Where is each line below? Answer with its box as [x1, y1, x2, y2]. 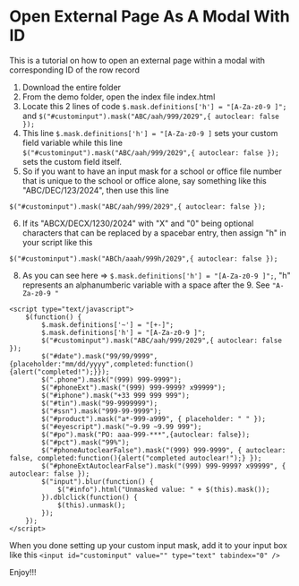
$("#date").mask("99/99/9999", [41, 351, 158, 360]
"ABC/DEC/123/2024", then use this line [21, 185, 169, 195]
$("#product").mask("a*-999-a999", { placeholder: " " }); [41, 414, 267, 423]
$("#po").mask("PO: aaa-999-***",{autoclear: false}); [41, 430, 251, 439]
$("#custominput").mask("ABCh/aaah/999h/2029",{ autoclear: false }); [9, 254, 278, 263]
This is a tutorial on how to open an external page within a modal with [9, 55, 266, 65]
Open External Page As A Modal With [9, 6, 291, 27]
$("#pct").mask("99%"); [41, 437, 130, 447]
